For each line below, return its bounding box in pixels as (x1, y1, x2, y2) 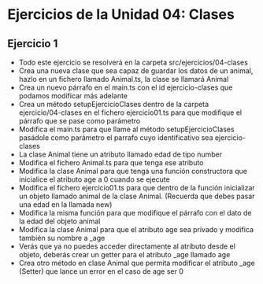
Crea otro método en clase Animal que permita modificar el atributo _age (18, 258, 255, 267)
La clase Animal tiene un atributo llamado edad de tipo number (18, 149, 223, 159)
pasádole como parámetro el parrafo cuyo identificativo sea (18, 133, 213, 142)
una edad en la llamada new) (18, 200, 113, 209)
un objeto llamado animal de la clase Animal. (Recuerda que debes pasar (18, 191, 255, 201)
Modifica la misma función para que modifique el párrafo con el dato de (18, 208, 252, 217)
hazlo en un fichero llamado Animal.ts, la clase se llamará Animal (18, 75, 229, 83)
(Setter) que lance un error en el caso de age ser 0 (18, 267, 184, 276)
